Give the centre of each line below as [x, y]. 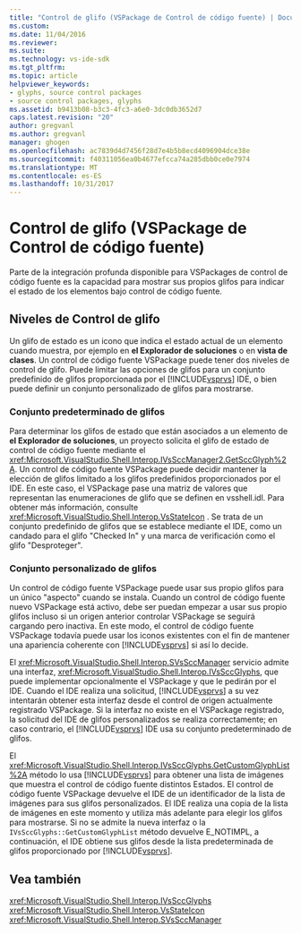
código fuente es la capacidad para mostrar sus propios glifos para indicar [147, 282]
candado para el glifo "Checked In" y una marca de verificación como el [142, 536]
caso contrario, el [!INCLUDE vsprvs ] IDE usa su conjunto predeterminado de [150, 729]
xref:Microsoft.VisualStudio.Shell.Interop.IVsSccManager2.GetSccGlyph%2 [148, 460]
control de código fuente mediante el [77, 450]
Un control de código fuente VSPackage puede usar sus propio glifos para [146, 588]
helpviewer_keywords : [50, 84]
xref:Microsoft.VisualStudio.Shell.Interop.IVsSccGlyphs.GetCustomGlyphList [150, 766]
